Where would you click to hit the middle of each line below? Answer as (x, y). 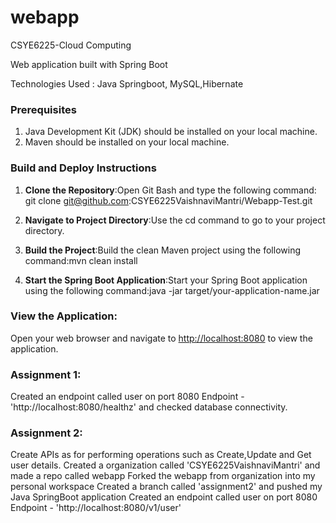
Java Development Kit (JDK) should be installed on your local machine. (171, 132)
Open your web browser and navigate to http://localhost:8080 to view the (161, 338)
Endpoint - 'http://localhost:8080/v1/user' (96, 508)
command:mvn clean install (81, 260)
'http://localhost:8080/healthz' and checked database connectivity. (149, 407)
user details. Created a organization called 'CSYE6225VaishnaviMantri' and (165, 465)
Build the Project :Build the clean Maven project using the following (162, 250)
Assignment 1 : (46, 374)
